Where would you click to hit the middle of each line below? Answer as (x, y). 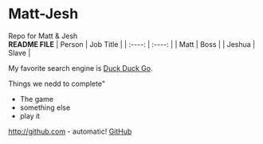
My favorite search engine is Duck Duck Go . (80, 68)
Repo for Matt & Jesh (43, 36)
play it (30, 115)
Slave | (20, 53)
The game (37, 99)
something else (45, 107)
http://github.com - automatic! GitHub (70, 131)
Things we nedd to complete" (57, 84)
